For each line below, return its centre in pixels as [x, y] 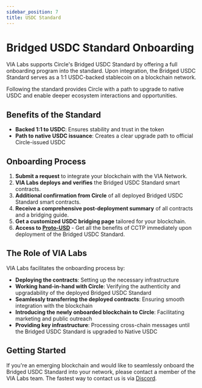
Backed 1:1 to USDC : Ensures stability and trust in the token [89, 130]
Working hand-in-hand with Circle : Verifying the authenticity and [98, 286]
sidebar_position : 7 [33, 12]
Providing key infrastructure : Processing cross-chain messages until [102, 325]
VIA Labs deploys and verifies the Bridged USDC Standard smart [98, 182]
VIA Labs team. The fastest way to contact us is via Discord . [82, 378]
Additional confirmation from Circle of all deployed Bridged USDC [99, 196]
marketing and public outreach [54, 318]
